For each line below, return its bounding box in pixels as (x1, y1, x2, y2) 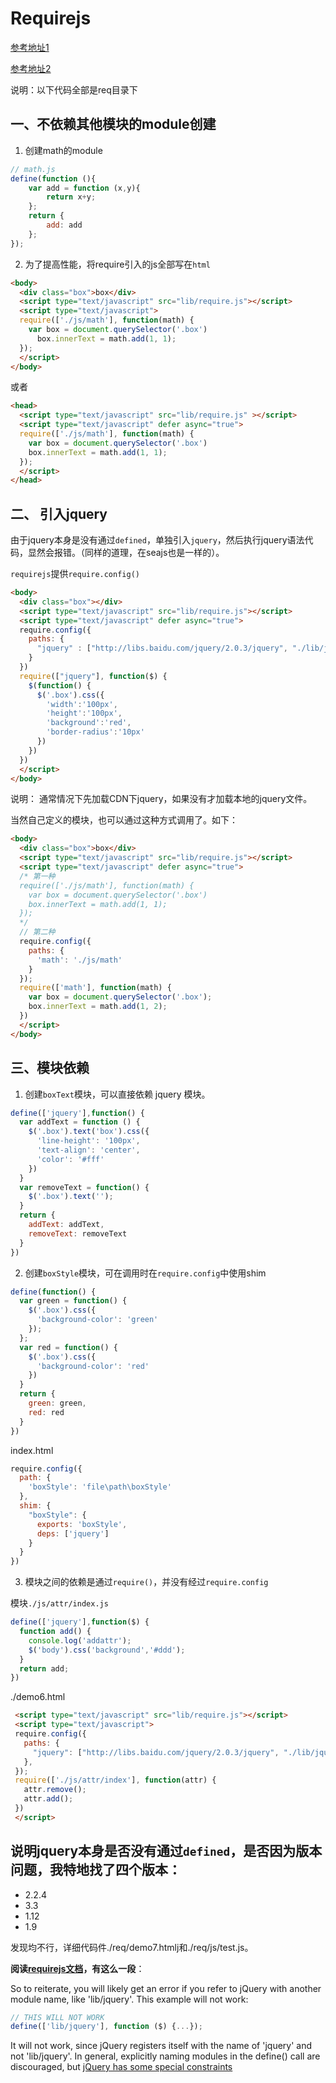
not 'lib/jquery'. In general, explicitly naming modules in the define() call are (10, 2050, 321, 2062)
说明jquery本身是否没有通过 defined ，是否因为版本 (10, 1843, 323, 1860)
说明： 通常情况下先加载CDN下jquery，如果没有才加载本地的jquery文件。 (10, 793, 313, 805)
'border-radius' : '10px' (46, 727, 145, 737)
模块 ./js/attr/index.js (10, 1597, 109, 1609)
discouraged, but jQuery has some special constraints (10, 2061, 233, 2073)
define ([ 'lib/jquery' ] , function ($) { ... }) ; (10, 2022, 203, 2032)
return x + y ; (46, 192, 97, 202)
